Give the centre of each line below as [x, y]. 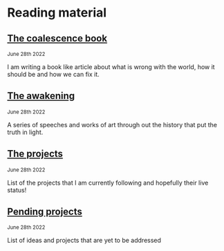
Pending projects [45, 212]
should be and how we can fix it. [54, 74]
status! [17, 190]
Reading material [57, 13]
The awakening [41, 96]
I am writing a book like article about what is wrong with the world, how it [111, 67]
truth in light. [25, 132]
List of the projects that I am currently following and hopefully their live [108, 183]
